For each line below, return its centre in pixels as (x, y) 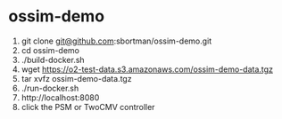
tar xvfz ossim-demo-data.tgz (76, 78)
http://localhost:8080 (60, 97)
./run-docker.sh (50, 88)
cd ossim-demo (50, 50)
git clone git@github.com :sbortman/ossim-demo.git (116, 41)
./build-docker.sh (53, 59)
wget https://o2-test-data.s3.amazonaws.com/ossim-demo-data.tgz (147, 69)
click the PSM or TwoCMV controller (88, 107)
